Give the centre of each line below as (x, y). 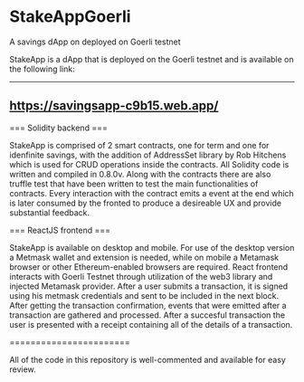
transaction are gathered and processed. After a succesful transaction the (147, 315)
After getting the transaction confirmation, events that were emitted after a (148, 305)
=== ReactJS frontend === (60, 230)
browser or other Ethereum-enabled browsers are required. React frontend (149, 267)
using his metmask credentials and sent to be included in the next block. (144, 295)
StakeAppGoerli (70, 17)
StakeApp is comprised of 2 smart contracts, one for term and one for (139, 145)
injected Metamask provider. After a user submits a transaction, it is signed (149, 286)
